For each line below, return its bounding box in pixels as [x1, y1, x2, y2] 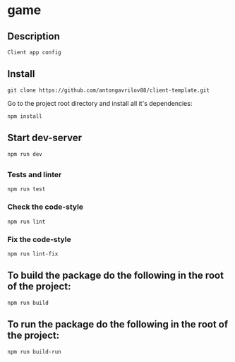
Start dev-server [7, 132, 83, 144]
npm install [7, 112, 42, 120]
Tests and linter [7, 170, 62, 180]
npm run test [7, 186, 46, 193]
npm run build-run [7, 348, 61, 355]
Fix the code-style [7, 234, 72, 244]
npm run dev [7, 150, 42, 157]
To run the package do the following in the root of [7, 318, 229, 330]
